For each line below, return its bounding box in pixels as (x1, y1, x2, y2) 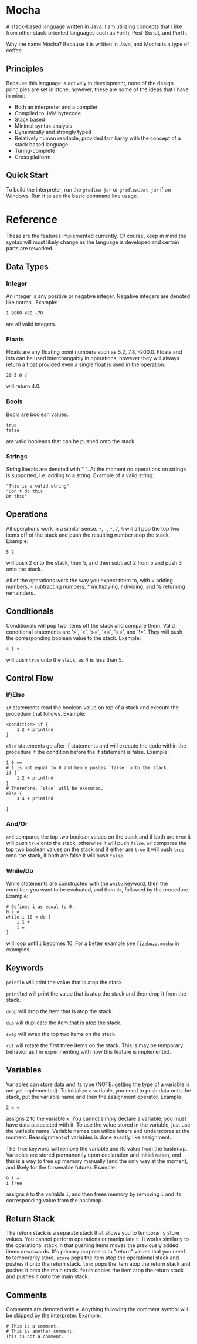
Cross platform (14, 153, 51, 160)
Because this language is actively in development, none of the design (6, 79, 174, 86)
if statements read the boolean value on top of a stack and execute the (6, 704, 179, 711)
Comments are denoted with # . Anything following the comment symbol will (6, 1306, 189, 1313)
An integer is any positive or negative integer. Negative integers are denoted (6, 293, 191, 300)
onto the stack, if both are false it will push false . (6, 852, 125, 859)
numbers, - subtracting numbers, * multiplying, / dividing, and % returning (6, 583, 186, 590)
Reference (6, 213, 57, 226)
